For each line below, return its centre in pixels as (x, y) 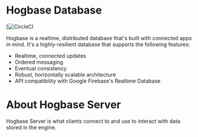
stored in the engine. (31, 127)
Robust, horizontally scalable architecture (65, 74)
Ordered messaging (39, 62)
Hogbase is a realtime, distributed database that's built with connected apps (99, 38)
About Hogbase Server (64, 105)
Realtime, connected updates (51, 56)
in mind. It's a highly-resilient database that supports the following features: (98, 44)
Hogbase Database (54, 10)
